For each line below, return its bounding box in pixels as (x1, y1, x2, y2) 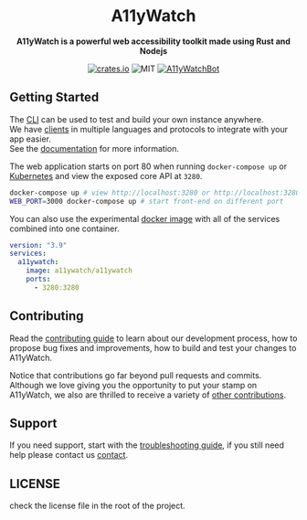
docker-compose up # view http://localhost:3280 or (9, 188, 210, 197)
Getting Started (9, 90, 100, 105)
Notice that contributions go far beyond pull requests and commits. (9, 369, 262, 380)
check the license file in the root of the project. (9, 500, 185, 512)
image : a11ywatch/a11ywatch (26, 266, 132, 275)
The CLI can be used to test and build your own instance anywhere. (9, 113, 264, 124)
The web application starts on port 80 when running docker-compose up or (9, 161, 288, 172)
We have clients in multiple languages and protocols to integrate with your (9, 123, 288, 134)
